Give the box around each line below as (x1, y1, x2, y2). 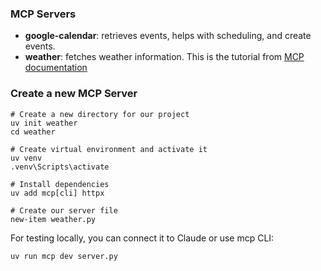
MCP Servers (10, 7, 77, 21)
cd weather (10, 127, 56, 137)
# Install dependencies (10, 179, 110, 189)
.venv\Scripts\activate (10, 162, 110, 172)
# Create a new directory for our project (10, 109, 190, 119)
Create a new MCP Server (10, 87, 138, 101)
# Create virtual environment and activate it (10, 144, 208, 154)
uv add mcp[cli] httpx (10, 188, 105, 198)
